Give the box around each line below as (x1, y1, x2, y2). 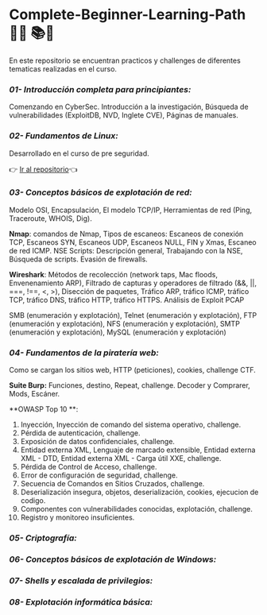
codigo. (20, 496, 46, 505)
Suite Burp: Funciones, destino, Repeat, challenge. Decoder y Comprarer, (9, 381, 251, 390)
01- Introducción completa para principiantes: (9, 83, 192, 95)
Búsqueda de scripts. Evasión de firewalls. (9, 254, 148, 264)
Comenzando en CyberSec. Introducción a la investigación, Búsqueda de (9, 102, 249, 112)
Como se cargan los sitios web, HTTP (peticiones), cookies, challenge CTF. (9, 366, 257, 375)
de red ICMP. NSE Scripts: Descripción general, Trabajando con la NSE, (9, 246, 243, 255)
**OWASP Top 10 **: (9, 404, 79, 414)
